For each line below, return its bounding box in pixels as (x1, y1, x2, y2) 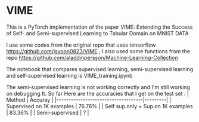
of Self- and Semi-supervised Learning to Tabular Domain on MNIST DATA (6, 29, 189, 36)
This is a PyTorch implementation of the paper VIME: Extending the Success (6, 23, 193, 30)
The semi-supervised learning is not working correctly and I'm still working (6, 83, 191, 90)
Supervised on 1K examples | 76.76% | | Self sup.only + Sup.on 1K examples (6, 102, 193, 109)
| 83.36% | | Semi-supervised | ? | (6, 109, 89, 116)
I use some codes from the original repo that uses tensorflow (6, 41, 156, 48)
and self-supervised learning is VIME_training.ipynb (6, 72, 133, 79)
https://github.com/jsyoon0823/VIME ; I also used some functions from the (6, 47, 191, 54)
